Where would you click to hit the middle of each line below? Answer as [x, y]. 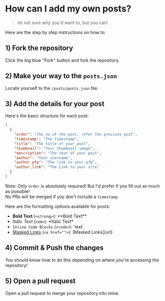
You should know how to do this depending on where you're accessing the [82, 260]
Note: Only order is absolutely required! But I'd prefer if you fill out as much [82, 186]
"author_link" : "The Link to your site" [57, 167]
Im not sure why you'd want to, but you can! [63, 23]
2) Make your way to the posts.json [61, 76]
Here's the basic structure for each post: [47, 116]
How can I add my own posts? [68, 9]
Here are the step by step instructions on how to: [55, 32]
